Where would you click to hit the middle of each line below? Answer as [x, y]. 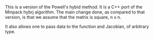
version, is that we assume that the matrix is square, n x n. [63, 17]
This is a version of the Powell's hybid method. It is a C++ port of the [74, 7]
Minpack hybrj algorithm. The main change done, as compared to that [75, 12]
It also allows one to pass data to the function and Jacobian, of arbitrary [77, 26]
